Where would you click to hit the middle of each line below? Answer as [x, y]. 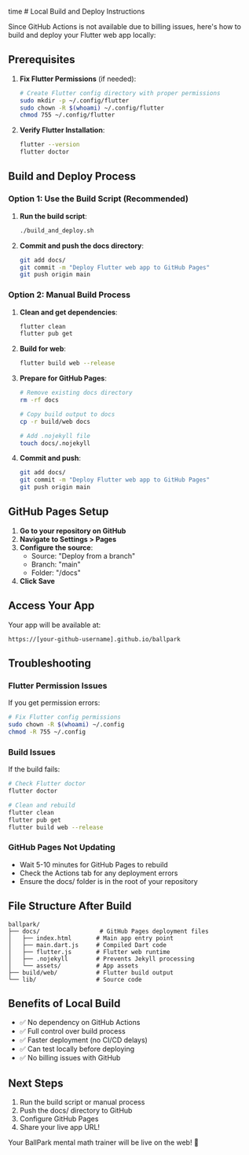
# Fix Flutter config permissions [65, 717]
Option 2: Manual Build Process [70, 295]
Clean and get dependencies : [68, 312]
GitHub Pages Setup [59, 512]
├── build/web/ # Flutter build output [91, 972]
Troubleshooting [50, 664]
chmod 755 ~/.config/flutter [67, 115]
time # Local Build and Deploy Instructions [77, 11]
